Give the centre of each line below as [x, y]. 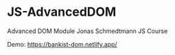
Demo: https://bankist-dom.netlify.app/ [62, 44]
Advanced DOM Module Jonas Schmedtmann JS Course [87, 31]
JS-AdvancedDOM [62, 12]
